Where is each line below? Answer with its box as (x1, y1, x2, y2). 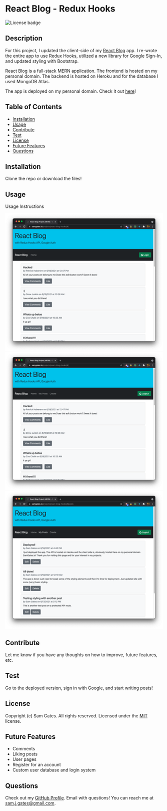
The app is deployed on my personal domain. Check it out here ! (5, 88, 136, 94)
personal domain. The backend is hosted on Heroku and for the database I (5, 73, 158, 79)
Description (5, 34, 42, 43)
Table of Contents (5, 103, 62, 111)
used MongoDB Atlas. (5, 78, 50, 84)
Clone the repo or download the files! (5, 176, 82, 182)
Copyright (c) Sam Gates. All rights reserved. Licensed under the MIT (5, 712, 148, 719)
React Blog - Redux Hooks (5, 3, 115, 15)
